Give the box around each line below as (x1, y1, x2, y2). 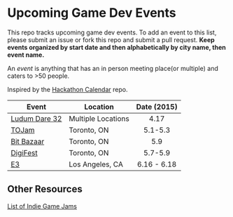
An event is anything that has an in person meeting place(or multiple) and (7, 64, 218, 72)
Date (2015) (136, 102, 178, 112)
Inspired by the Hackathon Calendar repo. (7, 85, 128, 93)
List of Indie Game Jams (7, 202, 77, 210)
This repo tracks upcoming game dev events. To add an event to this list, (7, 28, 217, 37)
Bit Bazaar (10, 136, 45, 146)
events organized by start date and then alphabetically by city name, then (7, 43, 226, 51)
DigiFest (10, 147, 38, 157)
